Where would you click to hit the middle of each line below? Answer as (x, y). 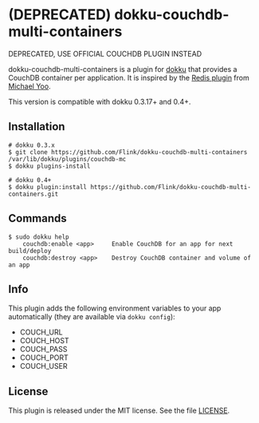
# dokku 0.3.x (32, 145)
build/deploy (30, 251)
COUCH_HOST (44, 341)
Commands (38, 218)
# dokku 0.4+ (30, 180)
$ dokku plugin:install (48, 187)
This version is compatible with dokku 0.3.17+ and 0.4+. (100, 101)
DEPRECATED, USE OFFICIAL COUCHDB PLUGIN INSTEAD (105, 53)
